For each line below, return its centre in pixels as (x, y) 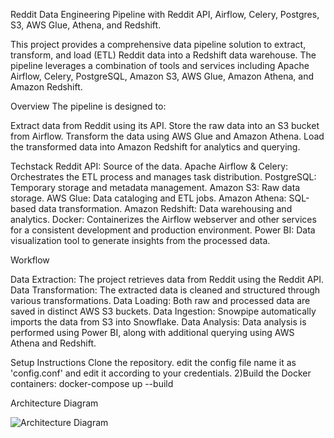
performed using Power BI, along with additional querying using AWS (152, 332)
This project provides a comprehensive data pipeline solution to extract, (158, 44)
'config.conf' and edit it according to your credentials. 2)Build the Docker (161, 373)
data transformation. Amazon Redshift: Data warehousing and (165, 208)
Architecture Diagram (54, 403)
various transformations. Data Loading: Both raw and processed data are (160, 300)
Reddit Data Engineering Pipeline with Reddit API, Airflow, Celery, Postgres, (165, 14)
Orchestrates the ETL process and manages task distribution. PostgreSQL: (163, 177)
